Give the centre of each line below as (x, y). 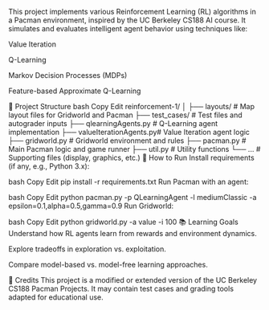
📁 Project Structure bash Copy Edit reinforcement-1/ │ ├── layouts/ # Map (132, 106)
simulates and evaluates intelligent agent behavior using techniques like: (128, 29)
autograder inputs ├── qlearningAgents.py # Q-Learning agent (113, 123)
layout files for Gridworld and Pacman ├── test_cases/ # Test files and (125, 115)
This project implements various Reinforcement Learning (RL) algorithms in (132, 12)
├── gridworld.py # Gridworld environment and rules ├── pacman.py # (127, 141)
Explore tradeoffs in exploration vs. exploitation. (88, 249)
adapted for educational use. (56, 297)
